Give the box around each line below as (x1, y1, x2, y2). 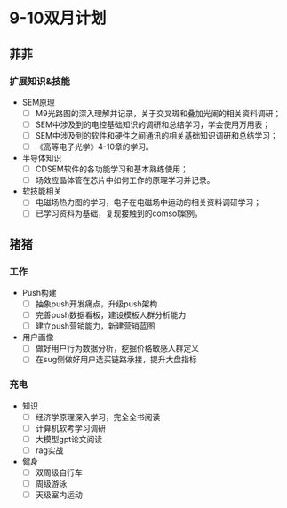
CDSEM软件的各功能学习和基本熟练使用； (35, 163, 188, 174)
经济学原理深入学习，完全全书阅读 (35, 411, 161, 422)
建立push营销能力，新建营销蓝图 (35, 321, 155, 331)
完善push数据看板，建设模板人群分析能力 (35, 310, 187, 321)
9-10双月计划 (9, 8, 107, 28)
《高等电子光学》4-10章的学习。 (35, 141, 154, 152)
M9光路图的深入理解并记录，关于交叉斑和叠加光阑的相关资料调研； (35, 107, 282, 118)
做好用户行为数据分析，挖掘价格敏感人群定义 (35, 343, 200, 353)
